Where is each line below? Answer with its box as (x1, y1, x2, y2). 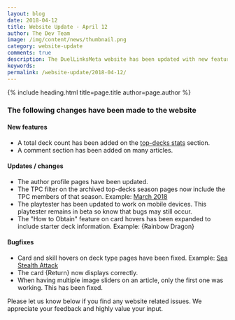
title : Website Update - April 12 (7, 23, 108, 30)
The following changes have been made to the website (7, 106, 197, 116)
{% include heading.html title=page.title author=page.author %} (7, 88, 191, 97)
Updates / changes (7, 162, 64, 170)
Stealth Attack (17, 261, 58, 270)
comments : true (7, 50, 52, 57)
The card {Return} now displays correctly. (17, 269, 138, 277)
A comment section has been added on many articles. (17, 146, 173, 154)
